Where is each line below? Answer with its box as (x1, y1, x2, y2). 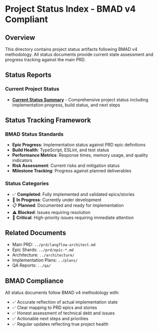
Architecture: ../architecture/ (12, 252, 75, 258)
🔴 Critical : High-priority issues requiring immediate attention (12, 214, 134, 220)
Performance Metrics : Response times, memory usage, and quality (12, 152, 148, 158)
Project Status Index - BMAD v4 (5, 3, 136, 15)
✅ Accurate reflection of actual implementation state (12, 299, 118, 305)
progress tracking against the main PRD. (5, 57, 86, 62)
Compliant (5, 14, 48, 25)
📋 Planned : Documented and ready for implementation (12, 202, 124, 208)
